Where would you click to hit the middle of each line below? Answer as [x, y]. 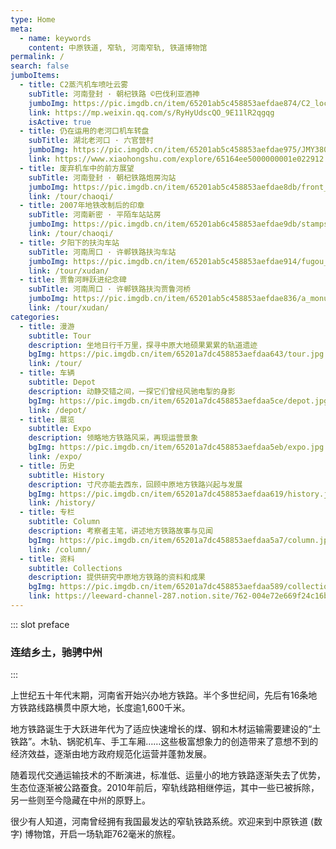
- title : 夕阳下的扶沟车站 [69, 242]
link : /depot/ [57, 410]
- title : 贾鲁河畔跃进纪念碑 [73, 280]
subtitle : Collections [75, 568]
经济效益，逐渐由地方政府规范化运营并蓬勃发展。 [111, 754]
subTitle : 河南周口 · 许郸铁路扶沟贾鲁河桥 [110, 289]
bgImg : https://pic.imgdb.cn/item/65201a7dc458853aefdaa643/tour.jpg [176, 354]
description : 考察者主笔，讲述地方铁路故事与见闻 [120, 531]
